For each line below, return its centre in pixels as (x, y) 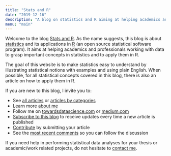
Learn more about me (35, 106)
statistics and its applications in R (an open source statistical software (78, 44)
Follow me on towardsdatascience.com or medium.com (71, 111)
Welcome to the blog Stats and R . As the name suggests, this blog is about (83, 39)
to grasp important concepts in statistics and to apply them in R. (72, 55)
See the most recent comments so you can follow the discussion (80, 133)
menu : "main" (19, 24)
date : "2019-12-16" (26, 15)
